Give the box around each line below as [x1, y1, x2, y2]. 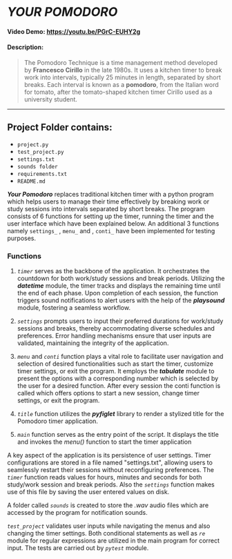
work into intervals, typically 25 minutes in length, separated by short [23, 73, 221, 81]
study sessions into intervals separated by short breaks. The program [7, 204, 205, 213]
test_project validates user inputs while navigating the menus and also [7, 522, 211, 530]
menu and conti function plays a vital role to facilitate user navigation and [17, 353, 224, 361]
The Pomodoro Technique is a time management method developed [23, 58, 218, 66]
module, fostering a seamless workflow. [17, 304, 131, 312]
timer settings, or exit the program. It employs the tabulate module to [17, 367, 215, 375]
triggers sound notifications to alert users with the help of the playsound [17, 296, 225, 304]
